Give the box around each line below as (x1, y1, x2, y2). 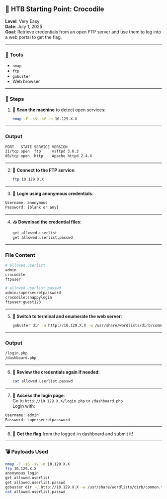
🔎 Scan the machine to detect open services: (12, 107, 106, 113)
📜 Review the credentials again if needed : (12, 369, 100, 375)
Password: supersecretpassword (5, 417, 70, 422)
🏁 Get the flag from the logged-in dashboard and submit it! (12, 431, 133, 437)
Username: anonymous (5, 200, 48, 205)
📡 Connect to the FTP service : (12, 167, 76, 173)
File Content (5, 251, 36, 258)
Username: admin (5, 412, 39, 418)
